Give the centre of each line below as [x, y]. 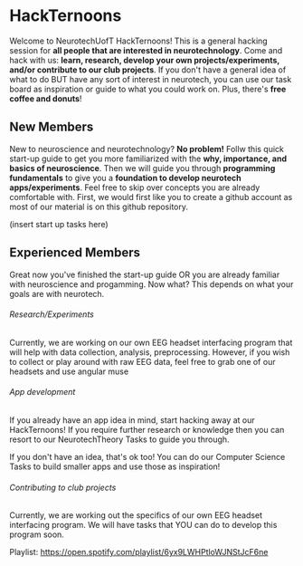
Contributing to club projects [63, 487]
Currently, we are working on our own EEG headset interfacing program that [151, 342]
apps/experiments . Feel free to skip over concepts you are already [135, 187]
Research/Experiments [52, 314]
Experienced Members [75, 253]
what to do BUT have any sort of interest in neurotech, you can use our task [151, 79]
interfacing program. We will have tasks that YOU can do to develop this [143, 525]
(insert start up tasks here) [59, 224]
